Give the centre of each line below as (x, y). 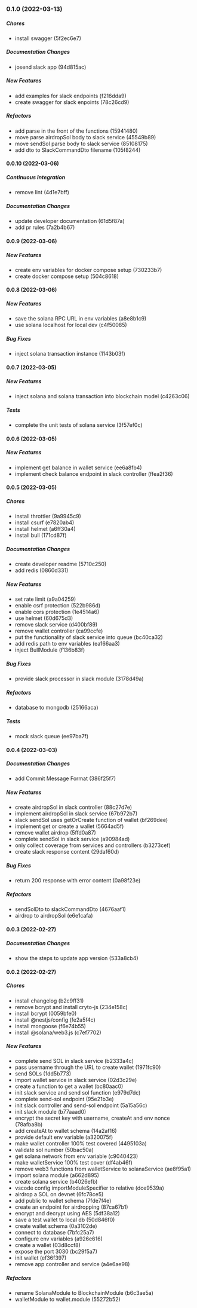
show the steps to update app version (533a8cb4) (76, 958)
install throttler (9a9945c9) (48, 517)
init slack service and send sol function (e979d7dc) (78, 1093)
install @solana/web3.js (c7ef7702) (58, 1032)
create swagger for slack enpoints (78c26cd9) (72, 102)
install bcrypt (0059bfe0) (46, 1013)
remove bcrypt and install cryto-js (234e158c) (71, 1007)
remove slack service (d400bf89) (56, 625)
